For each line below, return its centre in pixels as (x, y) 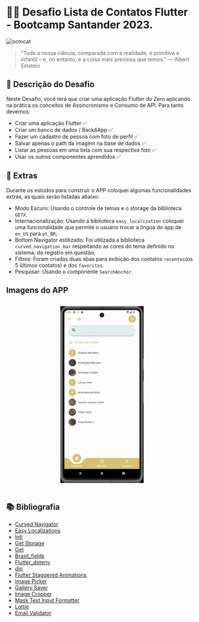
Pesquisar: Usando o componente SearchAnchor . (74, 272)
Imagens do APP (37, 290)
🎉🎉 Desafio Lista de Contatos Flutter (97, 12)
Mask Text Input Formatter (47, 601)
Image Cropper (33, 594)
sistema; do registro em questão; (55, 253)
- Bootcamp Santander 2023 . (80, 25)
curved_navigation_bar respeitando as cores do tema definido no (94, 246)
